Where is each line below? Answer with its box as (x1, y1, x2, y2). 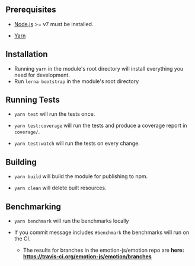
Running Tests (5, 95, 60, 105)
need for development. (14, 71, 71, 78)
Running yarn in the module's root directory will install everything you (14, 65, 184, 72)
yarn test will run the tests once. (14, 110, 95, 118)
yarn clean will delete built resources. (14, 184, 107, 192)
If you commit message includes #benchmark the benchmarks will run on (14, 229, 190, 236)
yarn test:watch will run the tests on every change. (14, 140, 140, 147)
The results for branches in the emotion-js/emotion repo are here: (23, 246, 184, 254)
